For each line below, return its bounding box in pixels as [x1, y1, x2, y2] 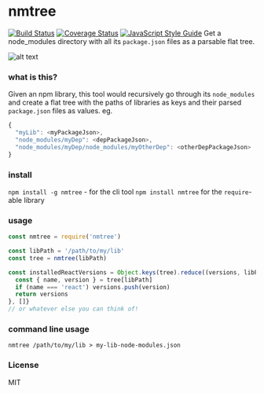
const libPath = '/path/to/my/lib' [8, 247, 125, 255]
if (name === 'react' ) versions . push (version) [15, 283, 170, 291]
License [8, 360, 39, 371]
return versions [15, 290, 68, 299]
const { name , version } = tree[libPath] [15, 276, 153, 284]
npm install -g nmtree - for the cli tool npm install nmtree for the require [8, 187, 249, 196]
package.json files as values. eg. [8, 106, 113, 116]
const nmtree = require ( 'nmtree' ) [8, 233, 122, 241]
